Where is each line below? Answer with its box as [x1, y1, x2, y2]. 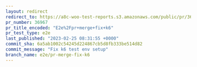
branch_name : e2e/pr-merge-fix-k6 [5, 52, 91, 58]
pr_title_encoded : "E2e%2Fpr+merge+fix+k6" [5, 24, 114, 31]
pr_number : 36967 [5, 19, 48, 25]
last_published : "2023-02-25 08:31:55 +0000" [5, 36, 119, 41]
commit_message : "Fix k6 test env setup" [5, 47, 109, 52]
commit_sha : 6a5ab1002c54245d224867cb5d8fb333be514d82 [5, 41, 143, 47]
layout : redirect [5, 8, 48, 15]
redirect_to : [5, 14, 38, 20]
